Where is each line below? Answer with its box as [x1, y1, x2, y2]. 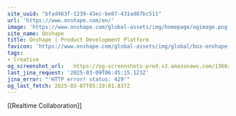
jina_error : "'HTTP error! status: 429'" [7, 75, 131, 83]
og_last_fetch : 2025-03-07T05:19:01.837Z [7, 82, 131, 89]
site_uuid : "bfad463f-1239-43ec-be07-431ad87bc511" [7, 10, 162, 18]
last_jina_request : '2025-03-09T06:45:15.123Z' [7, 69, 150, 76]
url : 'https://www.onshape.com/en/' [7, 17, 114, 24]
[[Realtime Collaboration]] [7, 101, 82, 110]
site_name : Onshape [7, 30, 65, 37]
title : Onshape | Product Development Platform [7, 37, 150, 44]
